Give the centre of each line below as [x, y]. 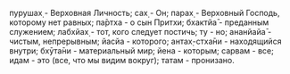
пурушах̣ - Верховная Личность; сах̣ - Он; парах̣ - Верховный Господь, [145, 13]
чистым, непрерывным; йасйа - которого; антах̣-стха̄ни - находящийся [145, 41]
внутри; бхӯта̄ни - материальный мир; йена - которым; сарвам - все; [141, 51]
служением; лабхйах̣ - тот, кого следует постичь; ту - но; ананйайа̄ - [141, 32]
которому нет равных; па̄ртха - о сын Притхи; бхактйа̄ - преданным [139, 22]
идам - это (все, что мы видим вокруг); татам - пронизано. [122, 60]
